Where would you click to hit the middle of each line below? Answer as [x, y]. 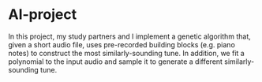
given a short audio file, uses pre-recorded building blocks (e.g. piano [122, 44]
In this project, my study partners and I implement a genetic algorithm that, [129, 36]
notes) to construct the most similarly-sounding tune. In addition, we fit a [126, 53]
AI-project [43, 15]
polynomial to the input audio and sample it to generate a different [116, 61]
